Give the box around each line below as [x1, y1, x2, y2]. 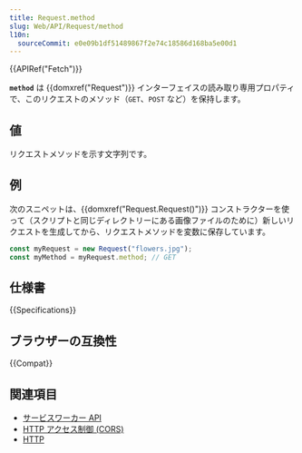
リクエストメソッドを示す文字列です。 [9, 149, 152, 160]
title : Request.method [9, 13, 95, 23]
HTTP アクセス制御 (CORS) [22, 424, 124, 435]
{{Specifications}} [9, 305, 77, 316]
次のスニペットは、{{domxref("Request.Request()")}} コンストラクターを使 [9, 203, 290, 214]
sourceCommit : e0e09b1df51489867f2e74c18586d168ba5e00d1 [17, 38, 238, 48]
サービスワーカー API [22, 412, 102, 423]
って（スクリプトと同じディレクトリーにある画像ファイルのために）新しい [9, 214, 287, 225]
